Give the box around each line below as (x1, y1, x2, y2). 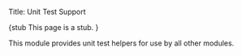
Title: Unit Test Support (8, 7, 87, 16)
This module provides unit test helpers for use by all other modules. (8, 38, 235, 48)
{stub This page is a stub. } (8, 23, 99, 32)
